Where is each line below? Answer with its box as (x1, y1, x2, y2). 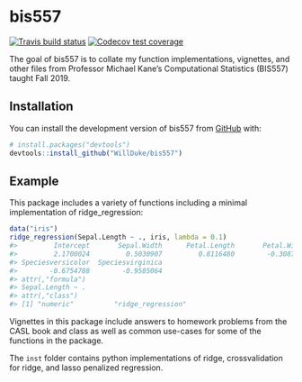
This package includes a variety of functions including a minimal (9, 197, 248, 208)
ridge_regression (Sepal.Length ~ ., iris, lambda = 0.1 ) (9, 232, 227, 242)
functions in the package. (9, 335, 104, 346)
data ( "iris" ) (9, 224, 58, 233)
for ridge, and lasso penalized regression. (9, 362, 164, 373)
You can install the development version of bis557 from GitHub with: (9, 123, 262, 133)
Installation (9, 99, 74, 114)
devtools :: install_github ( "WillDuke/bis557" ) (9, 149, 182, 158)
